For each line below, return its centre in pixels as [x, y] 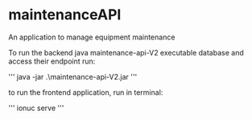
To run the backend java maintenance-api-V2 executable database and [126, 52]
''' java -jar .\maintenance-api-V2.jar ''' [73, 76]
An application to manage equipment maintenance [92, 37]
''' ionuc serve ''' [36, 108]
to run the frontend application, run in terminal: [86, 92]
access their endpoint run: [52, 61]
